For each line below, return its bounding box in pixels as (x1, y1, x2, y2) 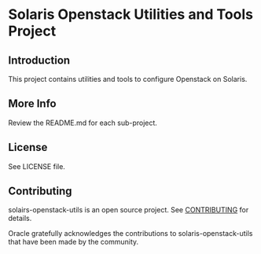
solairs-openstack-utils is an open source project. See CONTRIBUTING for (8, 205, 249, 215)
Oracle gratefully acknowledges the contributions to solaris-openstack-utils (8, 229, 253, 238)
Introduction (8, 53, 71, 67)
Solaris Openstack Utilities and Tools (8, 6, 254, 24)
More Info (8, 97, 57, 111)
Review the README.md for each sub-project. (8, 118, 157, 127)
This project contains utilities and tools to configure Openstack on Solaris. (8, 75, 248, 83)
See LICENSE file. (8, 161, 65, 171)
